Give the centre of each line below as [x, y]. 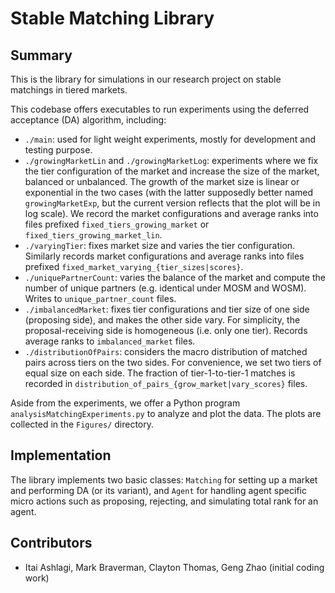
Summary [41, 55]
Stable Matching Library [112, 18]
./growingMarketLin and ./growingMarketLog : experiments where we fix [171, 160]
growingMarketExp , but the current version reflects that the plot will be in [172, 203]
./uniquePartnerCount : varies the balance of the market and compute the [175, 277]
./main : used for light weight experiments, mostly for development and [170, 139]
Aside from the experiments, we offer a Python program [125, 403]
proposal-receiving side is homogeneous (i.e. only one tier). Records [166, 330]
